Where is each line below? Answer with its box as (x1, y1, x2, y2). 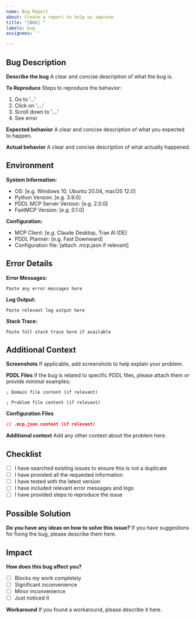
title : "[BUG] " (6, 19, 46, 25)
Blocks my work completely (14, 574, 82, 581)
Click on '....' (14, 102, 44, 109)
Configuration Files (6, 410, 54, 417)
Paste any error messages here (6, 286, 82, 292)
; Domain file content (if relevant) (6, 389, 98, 396)
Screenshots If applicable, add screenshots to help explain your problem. (6, 360, 184, 367)
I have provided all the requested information (14, 471, 123, 479)
